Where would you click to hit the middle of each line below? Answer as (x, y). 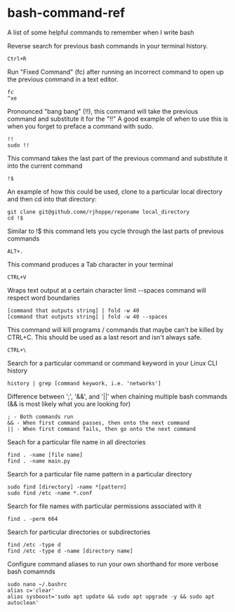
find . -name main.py (39, 461)
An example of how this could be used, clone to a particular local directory (115, 192)
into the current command (45, 166)
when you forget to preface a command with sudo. (80, 126)
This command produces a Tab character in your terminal (90, 264)
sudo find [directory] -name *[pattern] (67, 487)
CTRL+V (17, 277)
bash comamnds (32, 571)
